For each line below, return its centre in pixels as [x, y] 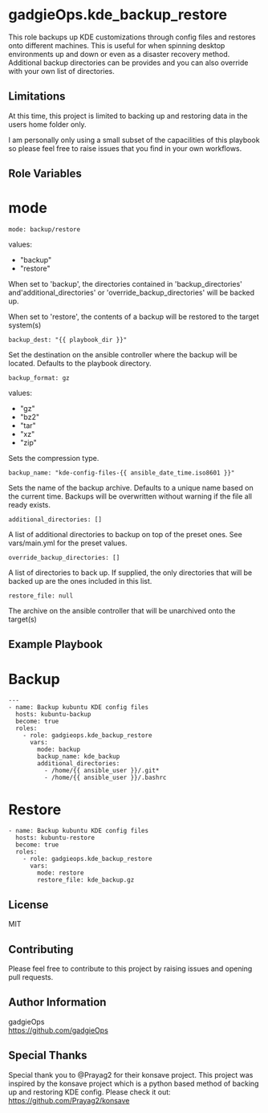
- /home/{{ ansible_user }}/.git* [102, 771]
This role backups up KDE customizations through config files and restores [132, 37]
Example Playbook [55, 644]
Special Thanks [48, 1056]
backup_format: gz [39, 378]
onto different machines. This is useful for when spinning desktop [117, 45]
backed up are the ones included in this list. [80, 581]
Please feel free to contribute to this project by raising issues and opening [130, 968]
